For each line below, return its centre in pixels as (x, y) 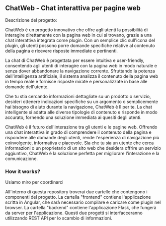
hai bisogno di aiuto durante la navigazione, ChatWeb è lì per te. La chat (79, 107)
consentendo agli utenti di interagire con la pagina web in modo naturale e (81, 65)
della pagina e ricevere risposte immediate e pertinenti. (62, 51)
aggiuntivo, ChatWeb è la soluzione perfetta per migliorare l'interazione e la (83, 153)
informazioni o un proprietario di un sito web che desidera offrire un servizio (83, 148)
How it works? (23, 171)
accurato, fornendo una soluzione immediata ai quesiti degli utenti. (73, 117)
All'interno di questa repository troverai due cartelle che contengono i (76, 192)
